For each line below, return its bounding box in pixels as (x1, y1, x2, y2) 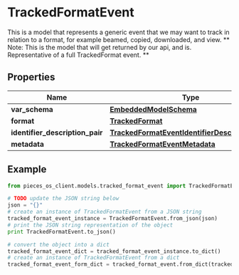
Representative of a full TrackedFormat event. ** (7, 51, 149, 59)
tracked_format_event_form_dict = (7, 261, 110, 268)
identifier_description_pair (11, 128, 103, 137)
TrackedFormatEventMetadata (110, 139, 216, 149)
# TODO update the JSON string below (7, 195, 119, 202)
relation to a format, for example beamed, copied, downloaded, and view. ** (7, 35, 230, 43)
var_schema (11, 104, 53, 114)
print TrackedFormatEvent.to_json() (7, 228, 116, 235)
